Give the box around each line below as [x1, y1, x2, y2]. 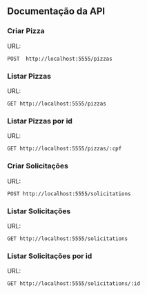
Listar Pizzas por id [7, 116, 72, 126]
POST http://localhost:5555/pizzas [7, 55, 112, 62]
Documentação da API [7, 6, 106, 17]
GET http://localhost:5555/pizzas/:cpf [7, 145, 122, 153]
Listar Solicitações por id [7, 251, 92, 261]
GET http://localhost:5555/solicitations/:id [7, 280, 140, 287]
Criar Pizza [7, 26, 45, 36]
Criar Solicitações [7, 161, 69, 171]
